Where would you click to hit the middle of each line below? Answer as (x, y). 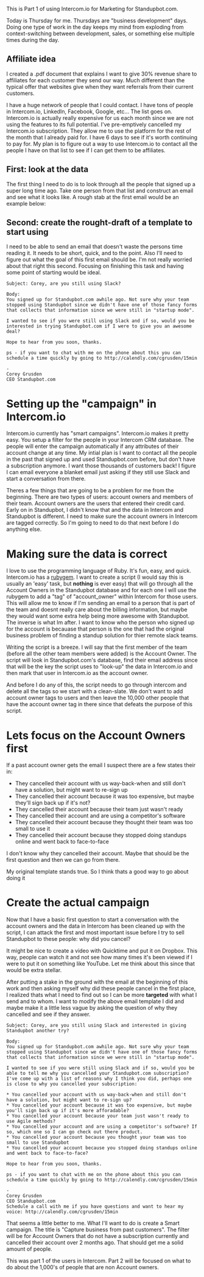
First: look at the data (47, 170)
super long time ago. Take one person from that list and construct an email (100, 191)
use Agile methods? (31, 1121)
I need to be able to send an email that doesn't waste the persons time (95, 247)
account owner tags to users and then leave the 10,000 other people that (98, 698)
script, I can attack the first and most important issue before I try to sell (95, 932)
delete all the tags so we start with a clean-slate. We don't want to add (95, 691)
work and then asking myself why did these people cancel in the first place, (101, 988)
